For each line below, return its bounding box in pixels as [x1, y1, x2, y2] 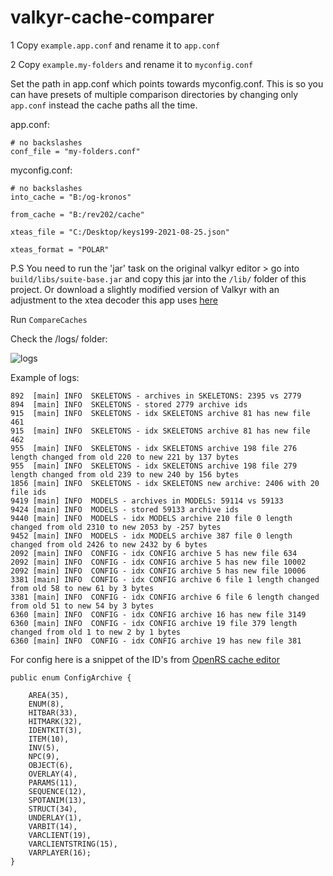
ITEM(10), [28, 734, 70, 744]
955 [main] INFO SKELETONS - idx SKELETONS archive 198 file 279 [10, 461, 298, 471]
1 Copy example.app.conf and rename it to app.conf [10, 39, 221, 51]
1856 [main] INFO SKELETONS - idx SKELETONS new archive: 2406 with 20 [10, 478, 320, 488]
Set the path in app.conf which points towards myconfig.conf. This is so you [10, 77, 324, 90]
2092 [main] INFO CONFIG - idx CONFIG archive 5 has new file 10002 [10, 557, 307, 567]
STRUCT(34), [28, 804, 78, 814]
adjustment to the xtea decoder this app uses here [10, 294, 218, 306]
